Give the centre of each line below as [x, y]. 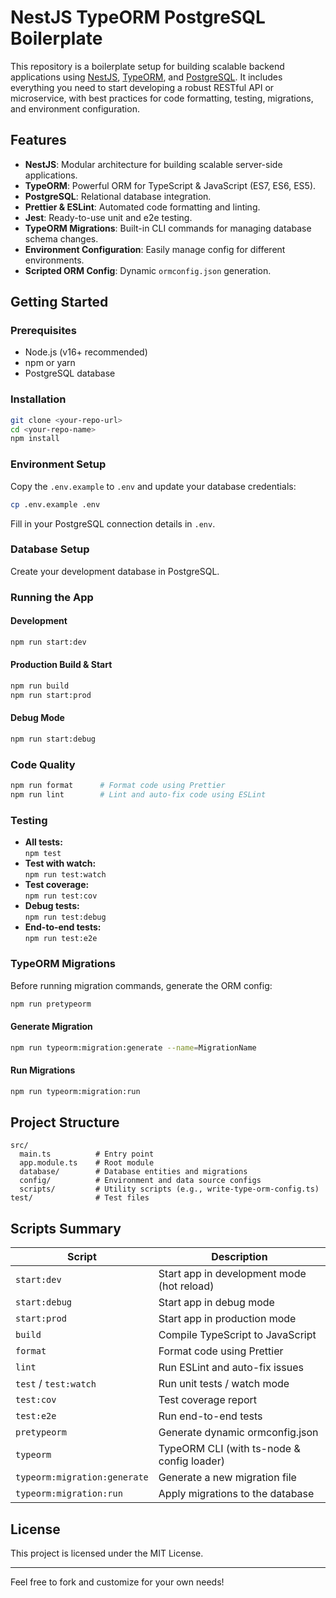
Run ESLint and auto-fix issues [231, 1368]
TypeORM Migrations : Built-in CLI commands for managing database [168, 228]
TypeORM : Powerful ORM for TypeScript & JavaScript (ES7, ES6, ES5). [170, 185]
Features [38, 140]
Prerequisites [43, 331]
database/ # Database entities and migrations [133, 1172]
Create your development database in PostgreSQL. [115, 571]
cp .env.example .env [55, 504]
